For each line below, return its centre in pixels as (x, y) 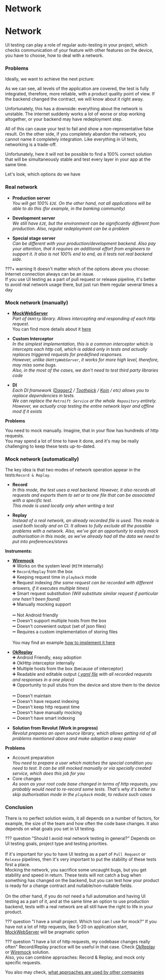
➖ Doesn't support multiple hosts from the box (59, 621)
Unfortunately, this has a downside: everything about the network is (74, 109)
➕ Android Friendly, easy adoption (47, 657)
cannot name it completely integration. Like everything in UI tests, (72, 140)
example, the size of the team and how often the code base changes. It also (82, 823)
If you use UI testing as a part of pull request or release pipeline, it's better (81, 279)
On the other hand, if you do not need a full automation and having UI (75, 896)
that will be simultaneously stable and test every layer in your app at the (78, 159)
